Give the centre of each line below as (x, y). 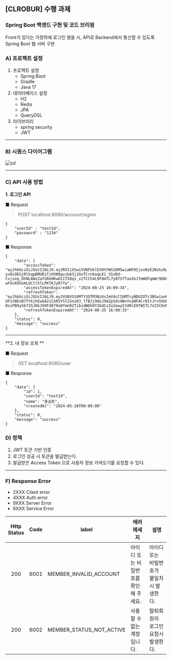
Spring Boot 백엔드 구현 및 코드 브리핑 (50, 25)
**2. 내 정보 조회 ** (25, 343)
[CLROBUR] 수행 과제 (38, 9)
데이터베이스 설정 (30, 93)
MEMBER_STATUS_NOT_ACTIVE (87, 630)
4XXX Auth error (30, 498)
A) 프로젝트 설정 (24, 58)
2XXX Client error (31, 492)
